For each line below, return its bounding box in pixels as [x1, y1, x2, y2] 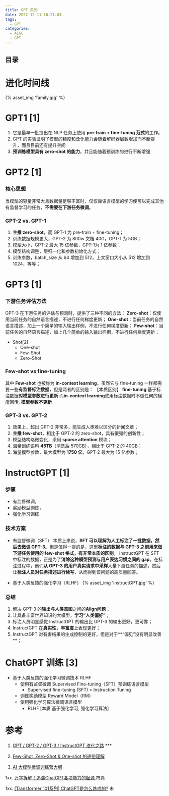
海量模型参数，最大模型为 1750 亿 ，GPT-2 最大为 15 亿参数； [12, 449, 139, 455]
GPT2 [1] [5, 167, 42, 178]
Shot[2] [12, 339, 29, 345]
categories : [5, 26, 30, 31]
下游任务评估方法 [5, 298, 47, 305]
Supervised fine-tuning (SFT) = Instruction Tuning [27, 687, 131, 693]
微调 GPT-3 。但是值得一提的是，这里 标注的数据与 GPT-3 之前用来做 [21, 544, 162, 550]
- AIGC [10, 31, 24, 36]
